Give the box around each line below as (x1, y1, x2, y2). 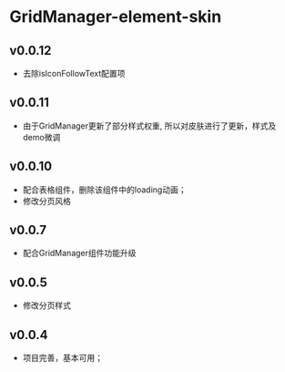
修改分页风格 (22, 195, 71, 206)
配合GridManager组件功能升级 (22, 248, 137, 259)
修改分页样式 (22, 300, 71, 311)
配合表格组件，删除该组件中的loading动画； (22, 184, 187, 195)
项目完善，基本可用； (22, 353, 103, 364)
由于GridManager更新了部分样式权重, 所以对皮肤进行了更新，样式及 (22, 120, 277, 131)
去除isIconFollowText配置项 (22, 68, 126, 78)
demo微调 (22, 131, 61, 142)
